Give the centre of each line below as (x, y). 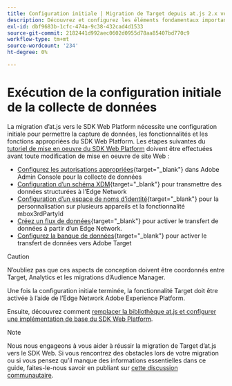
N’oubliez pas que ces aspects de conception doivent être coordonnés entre (116, 270)
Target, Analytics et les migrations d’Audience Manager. (86, 277)
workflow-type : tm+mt (38, 40)
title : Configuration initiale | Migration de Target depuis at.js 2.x (112, 14)
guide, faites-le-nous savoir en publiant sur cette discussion (93, 367)
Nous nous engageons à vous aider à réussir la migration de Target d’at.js (112, 345)
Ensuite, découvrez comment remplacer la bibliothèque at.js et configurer (112, 311)
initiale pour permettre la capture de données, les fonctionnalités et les (108, 134)
